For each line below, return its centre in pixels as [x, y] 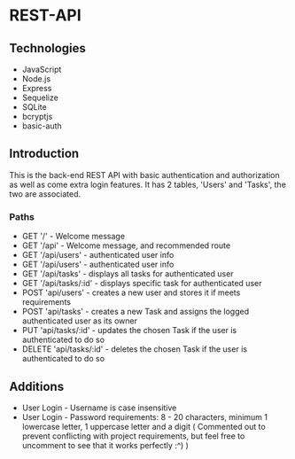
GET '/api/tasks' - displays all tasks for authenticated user [128, 274]
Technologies [48, 48]
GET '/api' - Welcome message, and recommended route [126, 245]
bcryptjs [37, 117]
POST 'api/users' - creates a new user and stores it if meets [131, 292]
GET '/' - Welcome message [74, 237]
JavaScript [42, 69]
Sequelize [40, 97]
